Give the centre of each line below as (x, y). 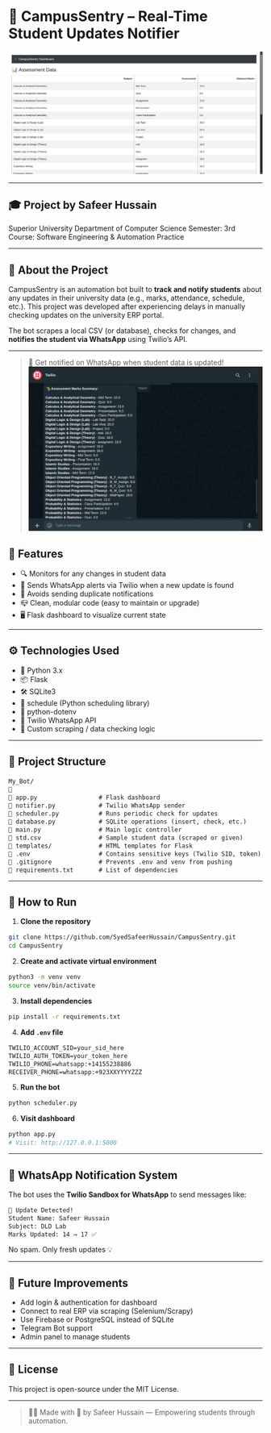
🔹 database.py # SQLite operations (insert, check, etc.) (128, 822)
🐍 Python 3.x (41, 670)
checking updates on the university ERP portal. (86, 315)
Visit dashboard (47, 1118)
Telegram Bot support (56, 1328)
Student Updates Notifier (94, 33)
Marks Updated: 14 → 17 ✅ (52, 1235)
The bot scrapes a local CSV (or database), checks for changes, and (122, 331)
